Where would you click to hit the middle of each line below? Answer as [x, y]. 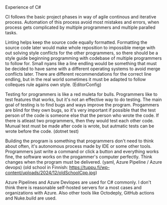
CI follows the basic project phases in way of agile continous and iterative [81, 17]
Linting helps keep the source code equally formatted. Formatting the [76, 42]
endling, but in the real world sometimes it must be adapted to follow [76, 79]
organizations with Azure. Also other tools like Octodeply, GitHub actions [80, 193]
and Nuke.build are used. [31, 198]
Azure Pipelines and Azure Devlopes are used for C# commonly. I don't [78, 182]
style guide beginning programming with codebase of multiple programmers [83, 58]
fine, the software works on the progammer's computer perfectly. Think [79, 157]
